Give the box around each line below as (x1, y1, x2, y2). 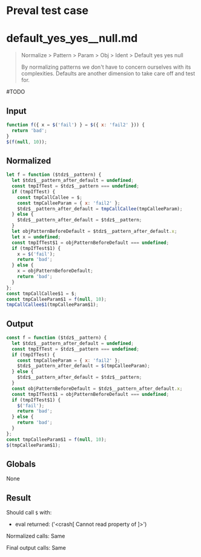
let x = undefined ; (12, 234, 61, 240)
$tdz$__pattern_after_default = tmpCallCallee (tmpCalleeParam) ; (17, 206, 183, 212)
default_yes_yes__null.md (6, 32, 138, 46)
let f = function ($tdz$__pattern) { (6, 171, 102, 178)
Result (6, 493, 31, 503)
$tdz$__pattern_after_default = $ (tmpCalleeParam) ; (17, 363, 150, 369)
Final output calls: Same (6, 544, 67, 552)
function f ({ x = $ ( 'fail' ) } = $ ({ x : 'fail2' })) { (6, 122, 145, 128)
